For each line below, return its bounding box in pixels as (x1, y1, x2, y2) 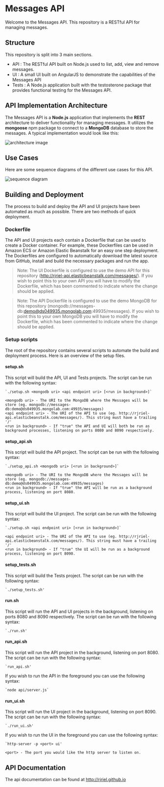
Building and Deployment (5, 190, 84, 199)
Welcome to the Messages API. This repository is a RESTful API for (5, 19, 140, 25)
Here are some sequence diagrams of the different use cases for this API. (5, 167, 153, 173)
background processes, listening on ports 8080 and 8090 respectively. (5, 428, 154, 433)
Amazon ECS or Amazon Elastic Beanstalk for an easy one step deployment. (5, 248, 159, 254)
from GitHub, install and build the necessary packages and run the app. (5, 258, 149, 264)
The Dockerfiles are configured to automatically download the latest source (5, 253, 158, 259)
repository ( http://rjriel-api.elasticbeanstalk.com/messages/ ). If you (17, 273, 153, 279)
